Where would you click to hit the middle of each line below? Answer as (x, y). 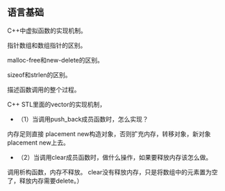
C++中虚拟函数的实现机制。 (47, 31)
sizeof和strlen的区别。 (39, 74)
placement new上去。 (38, 142)
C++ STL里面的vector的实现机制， (57, 104)
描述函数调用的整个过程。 (44, 90)
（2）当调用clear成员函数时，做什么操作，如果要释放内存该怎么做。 (115, 157)
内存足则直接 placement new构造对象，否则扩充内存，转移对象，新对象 (109, 133)
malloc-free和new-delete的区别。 (56, 60)
